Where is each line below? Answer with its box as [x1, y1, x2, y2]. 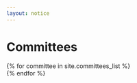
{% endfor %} [6, 69, 46, 77]
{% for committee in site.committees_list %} [6, 62, 131, 70]
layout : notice [6, 10, 50, 17]
